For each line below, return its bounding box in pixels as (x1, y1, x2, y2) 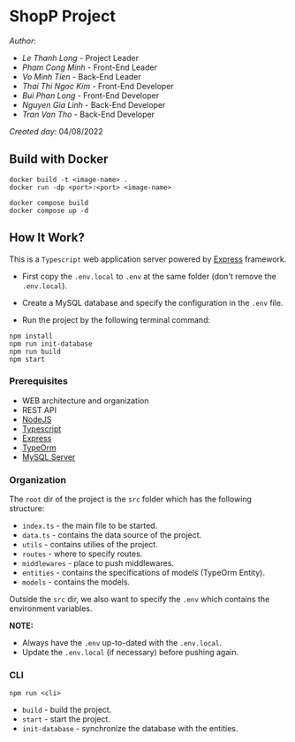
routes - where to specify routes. (21, 548, 143, 559)
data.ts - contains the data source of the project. (21, 530, 202, 540)
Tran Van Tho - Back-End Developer (21, 109, 155, 119)
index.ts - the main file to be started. (21, 520, 158, 532)
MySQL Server (21, 451, 76, 462)
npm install (9, 332, 53, 340)
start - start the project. (21, 714, 110, 724)
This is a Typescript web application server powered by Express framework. (9, 254, 287, 264)
